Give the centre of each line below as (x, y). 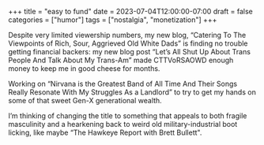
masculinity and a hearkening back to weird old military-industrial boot (123, 124)
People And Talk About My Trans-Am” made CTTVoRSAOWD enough (121, 60)
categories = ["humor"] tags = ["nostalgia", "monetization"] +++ (113, 20)
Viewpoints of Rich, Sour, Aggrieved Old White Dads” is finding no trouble (128, 43)
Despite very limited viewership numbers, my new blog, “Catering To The (127, 35)
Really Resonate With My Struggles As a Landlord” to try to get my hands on (132, 92)
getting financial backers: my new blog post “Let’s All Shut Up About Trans (130, 52)
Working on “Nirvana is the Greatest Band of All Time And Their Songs (123, 84)
